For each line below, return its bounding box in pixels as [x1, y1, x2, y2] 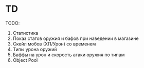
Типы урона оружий [12, 46, 58, 52]
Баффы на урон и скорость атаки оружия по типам [12, 52, 125, 58]
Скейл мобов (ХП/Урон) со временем [12, 40, 96, 47]
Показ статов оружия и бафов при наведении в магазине [12, 35, 139, 41]
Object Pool [12, 57, 38, 63]
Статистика [12, 30, 39, 36]
